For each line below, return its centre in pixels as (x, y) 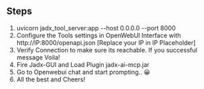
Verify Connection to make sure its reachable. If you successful (107, 50)
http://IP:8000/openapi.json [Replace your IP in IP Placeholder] (106, 42)
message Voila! (38, 57)
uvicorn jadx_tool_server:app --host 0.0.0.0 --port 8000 (96, 28)
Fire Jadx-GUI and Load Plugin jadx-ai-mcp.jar (83, 64)
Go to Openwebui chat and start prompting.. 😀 (83, 72)
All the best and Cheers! (51, 79)
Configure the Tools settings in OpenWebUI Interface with (99, 35)
